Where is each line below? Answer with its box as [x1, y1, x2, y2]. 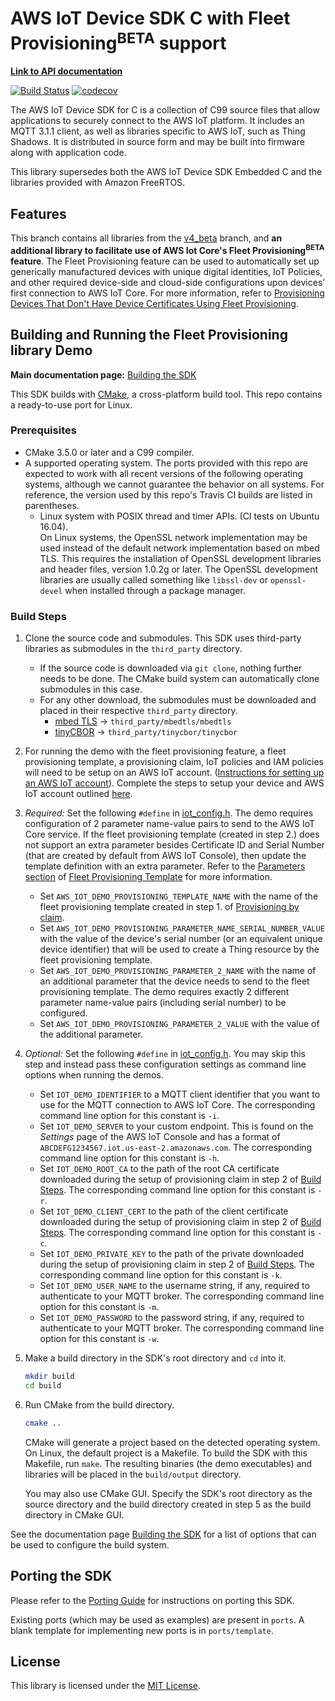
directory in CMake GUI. [24, 1508, 125, 1521]
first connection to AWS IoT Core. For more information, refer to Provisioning [10, 287, 325, 299]
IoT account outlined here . [24, 788, 133, 800]
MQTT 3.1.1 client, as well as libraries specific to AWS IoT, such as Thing [10, 125, 306, 137]
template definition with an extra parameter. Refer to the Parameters [24, 860, 306, 872]
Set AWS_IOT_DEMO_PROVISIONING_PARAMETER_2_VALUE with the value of [39, 1018, 320, 1030]
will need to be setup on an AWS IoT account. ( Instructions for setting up [24, 767, 325, 779]
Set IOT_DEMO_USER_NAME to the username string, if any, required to [39, 1280, 310, 1292]
